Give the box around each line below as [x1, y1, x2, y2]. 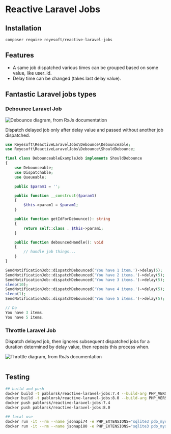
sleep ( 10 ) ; [5, 282, 28, 287]
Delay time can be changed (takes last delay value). [12, 75, 121, 81]
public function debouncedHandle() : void [14, 240, 103, 245]
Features [5, 51, 34, 59]
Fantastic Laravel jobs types [5, 90, 97, 99]
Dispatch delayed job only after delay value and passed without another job [5, 127, 164, 133]
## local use [5, 414, 33, 420]
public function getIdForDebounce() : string [14, 216, 110, 222]
